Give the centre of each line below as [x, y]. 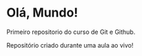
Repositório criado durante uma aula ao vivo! [70, 45]
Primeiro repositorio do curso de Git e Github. [71, 32]
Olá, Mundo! [42, 13]
